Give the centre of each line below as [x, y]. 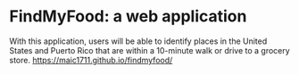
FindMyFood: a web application [128, 16]
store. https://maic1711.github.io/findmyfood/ [91, 60]
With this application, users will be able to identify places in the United [138, 41]
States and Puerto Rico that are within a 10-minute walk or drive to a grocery [149, 50]
